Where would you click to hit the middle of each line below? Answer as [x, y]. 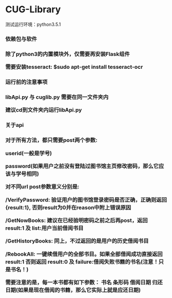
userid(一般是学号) [29, 153]
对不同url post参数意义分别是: [42, 187]
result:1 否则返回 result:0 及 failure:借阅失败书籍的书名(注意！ [82, 262]
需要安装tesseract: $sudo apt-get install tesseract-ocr [74, 67]
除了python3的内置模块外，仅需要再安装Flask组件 [68, 54]
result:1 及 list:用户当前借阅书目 [44, 228]
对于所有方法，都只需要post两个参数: [51, 140]
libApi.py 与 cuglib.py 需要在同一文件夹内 [57, 97]
